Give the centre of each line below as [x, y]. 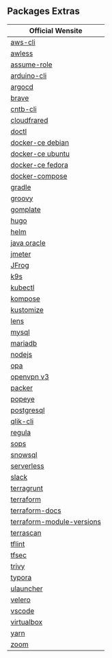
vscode [23, 611]
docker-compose [39, 176]
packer [22, 388]
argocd [22, 86]
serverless [27, 466]
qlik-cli [22, 421]
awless [22, 53]
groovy [22, 198]
